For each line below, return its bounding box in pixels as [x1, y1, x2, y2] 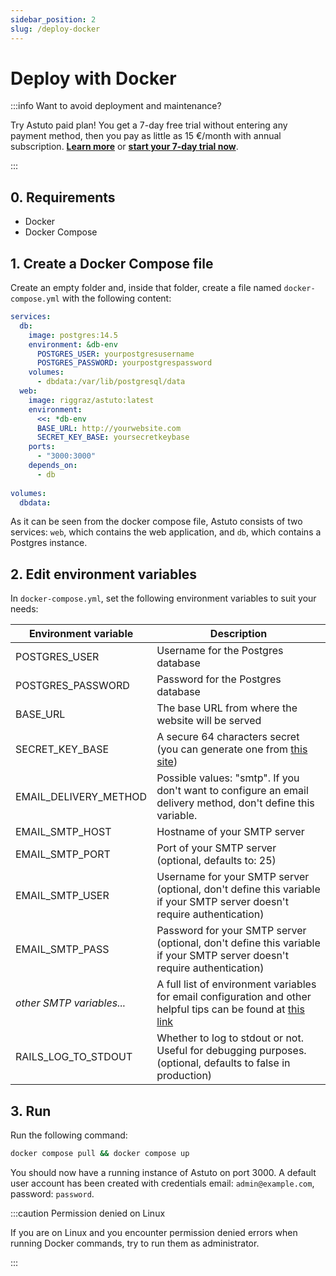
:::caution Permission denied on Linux [10, 1207, 166, 1219]
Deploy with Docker [10, 67, 177, 90]
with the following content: [61, 292, 172, 305]
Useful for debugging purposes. [156, 1044, 307, 1058]
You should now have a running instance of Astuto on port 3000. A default [10, 1166, 317, 1178]
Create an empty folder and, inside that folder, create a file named [10, 282, 282, 294]
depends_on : [28, 461, 78, 471]
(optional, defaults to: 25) [156, 854, 277, 868]
